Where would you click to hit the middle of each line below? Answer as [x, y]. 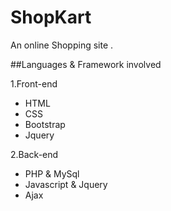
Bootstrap [45, 124]
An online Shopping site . [62, 45]
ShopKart [51, 17]
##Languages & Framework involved [86, 64]
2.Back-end [34, 154]
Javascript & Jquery [66, 184]
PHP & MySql [52, 173]
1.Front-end [34, 83]
